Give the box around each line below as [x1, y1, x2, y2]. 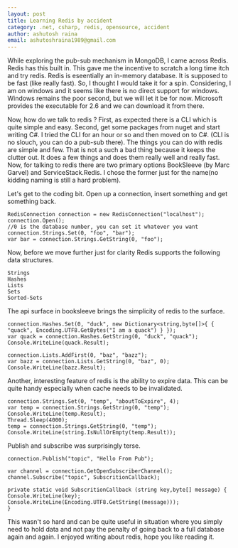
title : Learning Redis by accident [7, 17, 113, 24]
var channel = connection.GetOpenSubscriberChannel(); [7, 468, 173, 475]
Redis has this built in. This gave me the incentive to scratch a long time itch [7, 64, 229, 72]
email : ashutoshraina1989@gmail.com [7, 37, 116, 44]
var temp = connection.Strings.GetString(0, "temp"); [7, 404, 171, 412]
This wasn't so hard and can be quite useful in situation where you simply [7, 517, 222, 526]
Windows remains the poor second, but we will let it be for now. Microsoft [7, 94, 223, 103]
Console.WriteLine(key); [7, 493, 81, 500]
